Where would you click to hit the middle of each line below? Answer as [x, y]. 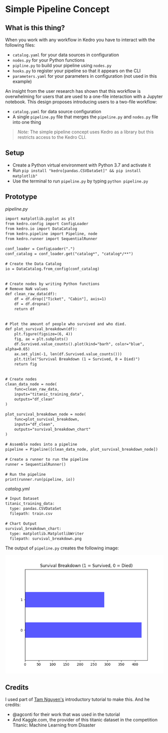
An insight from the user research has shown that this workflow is [73, 91]
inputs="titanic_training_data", [49, 394]
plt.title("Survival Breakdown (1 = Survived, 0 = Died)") [77, 359]
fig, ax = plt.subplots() [41, 339]
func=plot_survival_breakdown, [47, 419]
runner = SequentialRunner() [36, 464]
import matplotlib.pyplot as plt [40, 219]
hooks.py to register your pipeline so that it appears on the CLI [76, 71]
